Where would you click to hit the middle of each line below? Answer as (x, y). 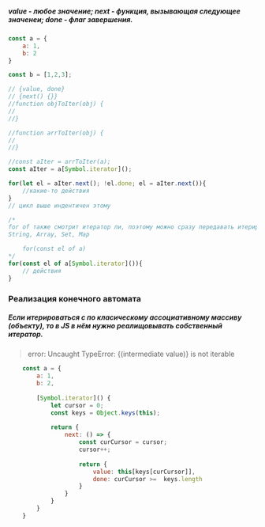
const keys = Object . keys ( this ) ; (105, 413)
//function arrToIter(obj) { (56, 133)
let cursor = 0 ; (77, 405)
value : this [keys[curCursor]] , (144, 472)
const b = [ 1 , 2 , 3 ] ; (40, 75)
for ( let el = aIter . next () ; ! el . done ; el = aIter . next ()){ (107, 184)
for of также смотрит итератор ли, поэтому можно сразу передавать (121, 227)
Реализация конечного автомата (75, 298)
